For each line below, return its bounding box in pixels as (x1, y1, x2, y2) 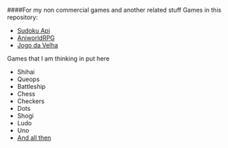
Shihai (16, 68, 35, 76)
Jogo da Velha (16, 41, 58, 49)
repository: (7, 13, 38, 21)
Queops (16, 75, 40, 83)
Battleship (16, 83, 46, 90)
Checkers (16, 97, 45, 105)
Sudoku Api (16, 27, 50, 34)
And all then (16, 134, 52, 142)
